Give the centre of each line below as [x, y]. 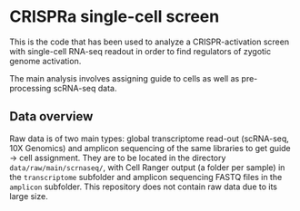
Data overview [51, 116]
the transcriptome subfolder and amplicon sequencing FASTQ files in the [146, 177]
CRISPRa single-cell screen [115, 17]
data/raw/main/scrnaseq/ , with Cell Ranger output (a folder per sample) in [147, 167]
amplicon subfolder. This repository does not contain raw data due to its [143, 187]
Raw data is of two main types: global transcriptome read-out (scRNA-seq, [149, 139]
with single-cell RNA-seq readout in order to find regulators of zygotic [140, 51]
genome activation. [45, 61]
